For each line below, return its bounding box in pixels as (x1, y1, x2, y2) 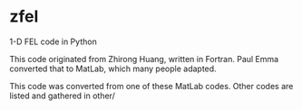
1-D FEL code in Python (9, 36, 97, 47)
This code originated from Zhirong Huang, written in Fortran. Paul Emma (9, 53, 279, 64)
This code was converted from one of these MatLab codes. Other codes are (9, 80, 294, 91)
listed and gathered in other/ (9, 90, 115, 101)
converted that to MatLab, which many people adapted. (9, 63, 217, 74)
